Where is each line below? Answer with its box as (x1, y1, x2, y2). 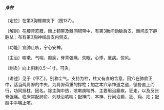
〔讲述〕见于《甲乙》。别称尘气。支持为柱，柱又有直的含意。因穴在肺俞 (5, 75, 148, 81)
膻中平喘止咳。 (5, 100, 35, 106)
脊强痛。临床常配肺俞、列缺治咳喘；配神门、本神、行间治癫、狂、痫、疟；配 (5, 93, 159, 99)
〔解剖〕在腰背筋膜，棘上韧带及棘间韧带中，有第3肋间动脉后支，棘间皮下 (5, 28, 153, 34)
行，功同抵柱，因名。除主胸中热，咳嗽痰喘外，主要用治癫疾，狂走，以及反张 (5, 88, 159, 93)
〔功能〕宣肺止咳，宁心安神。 (5, 44, 65, 50)
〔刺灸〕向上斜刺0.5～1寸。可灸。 (5, 65, 73, 71)
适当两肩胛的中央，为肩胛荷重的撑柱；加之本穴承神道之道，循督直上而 (13, 81, 155, 87)
